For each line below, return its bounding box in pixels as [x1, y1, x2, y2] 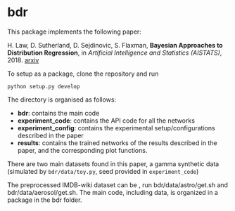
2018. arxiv [7, 55, 39, 64]
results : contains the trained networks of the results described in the [17, 138, 217, 147]
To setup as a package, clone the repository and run [7, 69, 159, 78]
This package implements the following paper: [7, 27, 142, 36]
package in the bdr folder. [7, 196, 82, 204]
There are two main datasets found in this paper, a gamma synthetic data [7, 159, 220, 168]
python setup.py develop [7, 83, 80, 90]
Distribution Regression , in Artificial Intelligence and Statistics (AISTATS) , [7, 48, 222, 57]
